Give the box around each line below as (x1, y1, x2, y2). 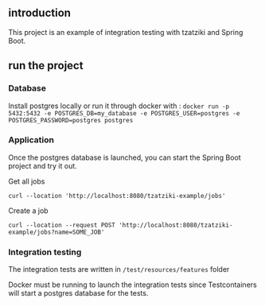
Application (8, 134, 54, 145)
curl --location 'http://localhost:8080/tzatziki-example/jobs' (8, 192, 226, 199)
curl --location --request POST (8, 221, 115, 229)
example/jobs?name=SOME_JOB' (8, 228, 105, 236)
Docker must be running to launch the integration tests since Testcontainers (8, 280, 257, 289)
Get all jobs (8, 176, 45, 186)
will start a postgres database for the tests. (8, 289, 149, 298)
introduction (8, 6, 72, 20)
